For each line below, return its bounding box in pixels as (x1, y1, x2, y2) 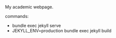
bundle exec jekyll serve (12, 23, 61, 28)
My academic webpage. (5, 4, 54, 10)
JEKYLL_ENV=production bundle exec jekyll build (12, 28, 112, 33)
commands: (5, 13, 29, 19)
